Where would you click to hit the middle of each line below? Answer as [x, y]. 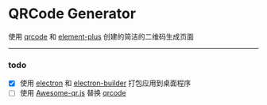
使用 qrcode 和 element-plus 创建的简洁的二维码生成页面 [101, 36]
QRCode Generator [72, 14]
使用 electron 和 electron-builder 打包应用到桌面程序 [105, 83]
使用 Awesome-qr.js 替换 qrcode [73, 93]
